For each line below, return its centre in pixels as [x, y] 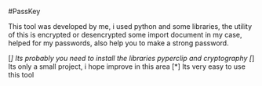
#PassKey [24, 11]
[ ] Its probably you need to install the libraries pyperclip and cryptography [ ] [131, 58]
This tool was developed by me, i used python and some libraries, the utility [130, 26]
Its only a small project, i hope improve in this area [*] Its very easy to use [127, 66]
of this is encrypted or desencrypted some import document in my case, [125, 35]
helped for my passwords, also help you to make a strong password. [118, 43]
